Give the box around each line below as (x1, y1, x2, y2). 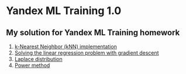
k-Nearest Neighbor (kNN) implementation (14, 43, 117, 50)
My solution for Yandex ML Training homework (6, 28, 180, 38)
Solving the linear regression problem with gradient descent (14, 49, 159, 56)
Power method (14, 62, 50, 69)
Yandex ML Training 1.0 (6, 4, 122, 18)
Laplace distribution (14, 56, 63, 62)
